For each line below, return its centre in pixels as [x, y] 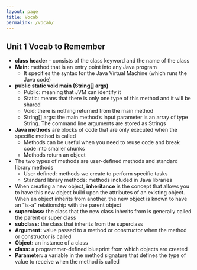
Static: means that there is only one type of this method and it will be [107, 99]
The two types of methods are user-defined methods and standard [96, 161]
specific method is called [45, 136]
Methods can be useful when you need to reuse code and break [102, 142]
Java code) [37, 80]
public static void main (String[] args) [62, 86]
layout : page [22, 12]
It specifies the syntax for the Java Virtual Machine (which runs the [105, 73]
